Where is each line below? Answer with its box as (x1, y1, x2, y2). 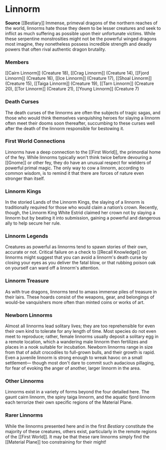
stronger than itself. (5, 175, 45, 181)
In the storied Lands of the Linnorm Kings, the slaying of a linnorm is (5, 199, 145, 205)
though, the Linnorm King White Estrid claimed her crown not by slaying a (5, 210, 156, 216)
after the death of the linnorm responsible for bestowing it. (5, 125, 125, 131)
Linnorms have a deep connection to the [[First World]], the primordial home (5, 149, 161, 155)
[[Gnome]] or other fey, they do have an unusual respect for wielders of (5, 159, 151, 165)
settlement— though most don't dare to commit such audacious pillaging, (5, 360, 155, 366)
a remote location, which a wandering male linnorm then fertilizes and (5, 339, 148, 345)
